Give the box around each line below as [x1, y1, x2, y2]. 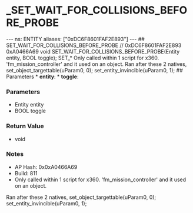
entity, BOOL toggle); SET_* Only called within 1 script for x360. [6, 54, 159, 61]
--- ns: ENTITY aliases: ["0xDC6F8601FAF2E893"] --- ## [6, 35, 145, 42]
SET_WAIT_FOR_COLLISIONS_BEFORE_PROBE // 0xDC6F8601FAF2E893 [6, 42, 182, 49]
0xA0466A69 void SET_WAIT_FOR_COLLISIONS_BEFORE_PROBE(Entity [6, 48, 180, 55]
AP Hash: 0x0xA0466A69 [14, 163, 78, 171]
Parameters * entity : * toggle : [6, 73, 79, 80]
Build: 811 [14, 169, 38, 177]
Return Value [6, 122, 44, 130]
